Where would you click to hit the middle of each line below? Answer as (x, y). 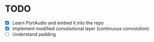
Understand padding (34, 34)
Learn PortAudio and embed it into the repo (58, 23)
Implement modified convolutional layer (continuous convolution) (81, 29)
